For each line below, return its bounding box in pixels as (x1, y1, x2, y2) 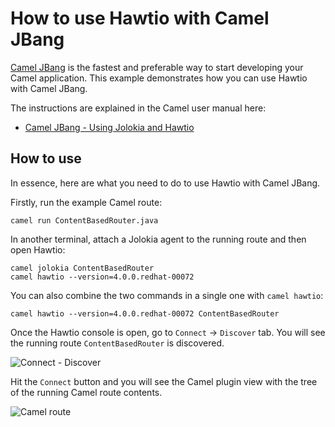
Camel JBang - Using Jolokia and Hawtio (24, 121, 195, 133)
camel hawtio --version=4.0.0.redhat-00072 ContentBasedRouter (10, 308, 280, 319)
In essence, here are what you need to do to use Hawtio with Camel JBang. (10, 177, 321, 189)
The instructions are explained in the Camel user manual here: (10, 102, 267, 114)
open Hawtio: (10, 243, 66, 256)
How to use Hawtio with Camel (10, 7, 270, 30)
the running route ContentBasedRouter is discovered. (10, 337, 225, 349)
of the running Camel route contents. (10, 386, 163, 398)
